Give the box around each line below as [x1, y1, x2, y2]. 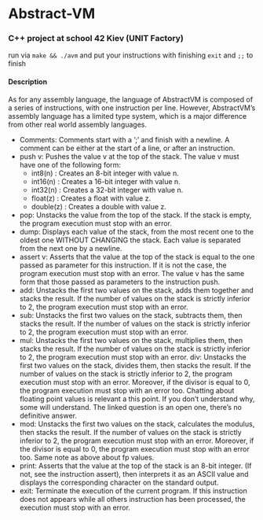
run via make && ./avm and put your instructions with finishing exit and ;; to [8, 50, 254, 60]
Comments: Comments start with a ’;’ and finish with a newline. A [19, 135, 230, 144]
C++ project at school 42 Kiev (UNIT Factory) [8, 33, 184, 44]
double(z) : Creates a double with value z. [31, 201, 167, 211]
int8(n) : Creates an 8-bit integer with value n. [31, 168, 179, 178]
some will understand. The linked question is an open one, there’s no [19, 402, 242, 411]
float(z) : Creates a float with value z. [31, 194, 152, 203]
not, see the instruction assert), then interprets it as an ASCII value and [19, 469, 249, 478]
